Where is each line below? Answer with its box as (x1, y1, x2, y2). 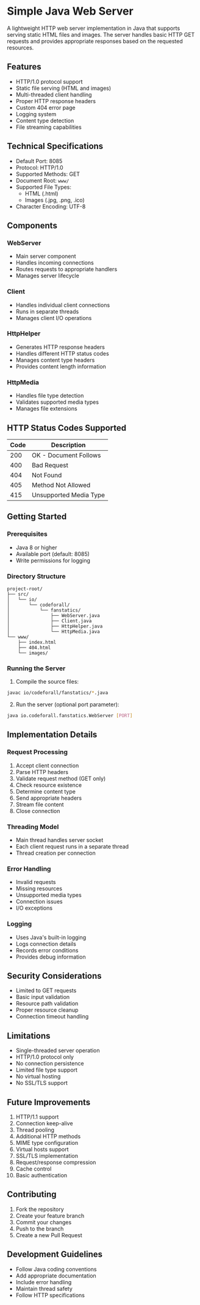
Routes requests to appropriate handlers (15, 266, 118, 273)
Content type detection (15, 117, 74, 124)
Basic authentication (15, 1172, 68, 1179)
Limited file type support (15, 1066, 78, 1073)
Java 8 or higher (15, 544, 57, 551)
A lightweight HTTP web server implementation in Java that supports (7, 24, 180, 32)
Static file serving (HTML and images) (15, 84, 112, 92)
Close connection (15, 807, 60, 814)
